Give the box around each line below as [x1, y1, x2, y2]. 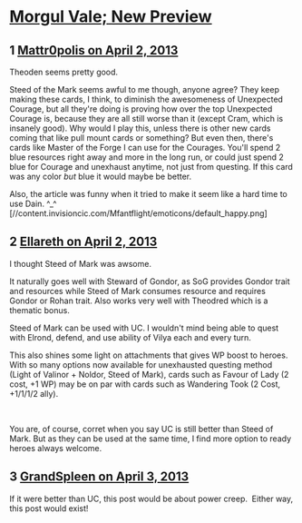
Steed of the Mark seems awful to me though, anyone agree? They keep [9, 84, 279, 94]
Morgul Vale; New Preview [9, 6, 212, 27]
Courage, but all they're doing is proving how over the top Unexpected [9, 104, 273, 114]
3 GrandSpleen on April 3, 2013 [9, 469, 190, 485]
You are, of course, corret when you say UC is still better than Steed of [9, 423, 274, 434]
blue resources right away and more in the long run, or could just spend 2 [9, 152, 284, 163]
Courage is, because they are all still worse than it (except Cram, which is [9, 113, 284, 123]
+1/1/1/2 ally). [9, 388, 59, 399]
